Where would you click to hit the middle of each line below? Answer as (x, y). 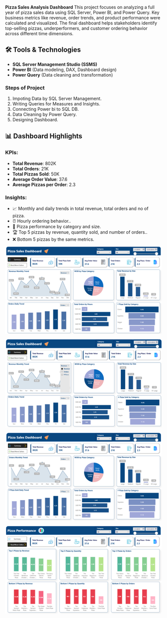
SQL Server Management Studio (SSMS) (55, 64)
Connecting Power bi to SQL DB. (45, 109)
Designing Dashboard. (35, 120)
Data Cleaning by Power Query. (44, 114)
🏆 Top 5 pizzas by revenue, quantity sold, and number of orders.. (80, 232)
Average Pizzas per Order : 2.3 (44, 184)
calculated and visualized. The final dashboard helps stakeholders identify (81, 23)
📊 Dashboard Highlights (44, 136)
